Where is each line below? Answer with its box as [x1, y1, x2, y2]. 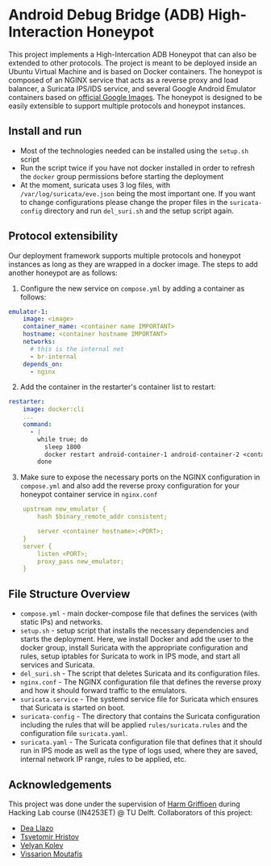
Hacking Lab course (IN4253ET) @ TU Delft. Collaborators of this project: [8, 807, 253, 817]
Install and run [8, 124, 82, 138]
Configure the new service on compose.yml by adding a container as [19, 283, 245, 293]
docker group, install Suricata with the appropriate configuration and [19, 643, 248, 653]
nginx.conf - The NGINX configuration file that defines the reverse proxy [19, 677, 262, 687]
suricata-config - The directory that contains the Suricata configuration [19, 712, 261, 722]
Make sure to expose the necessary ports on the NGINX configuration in [19, 472, 261, 482]
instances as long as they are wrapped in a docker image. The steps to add [8, 259, 258, 269]
